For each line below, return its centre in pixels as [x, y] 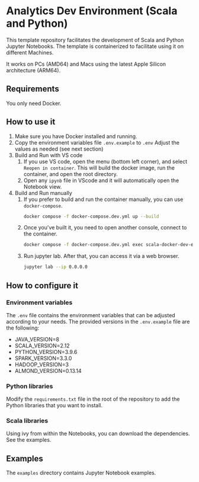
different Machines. [30, 52]
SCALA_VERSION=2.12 [42, 346]
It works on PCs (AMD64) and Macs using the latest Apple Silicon [86, 64]
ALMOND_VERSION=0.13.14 [48, 371]
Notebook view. [43, 186]
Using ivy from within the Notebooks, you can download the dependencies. [98, 433]
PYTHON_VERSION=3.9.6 [46, 352]
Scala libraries [27, 421]
